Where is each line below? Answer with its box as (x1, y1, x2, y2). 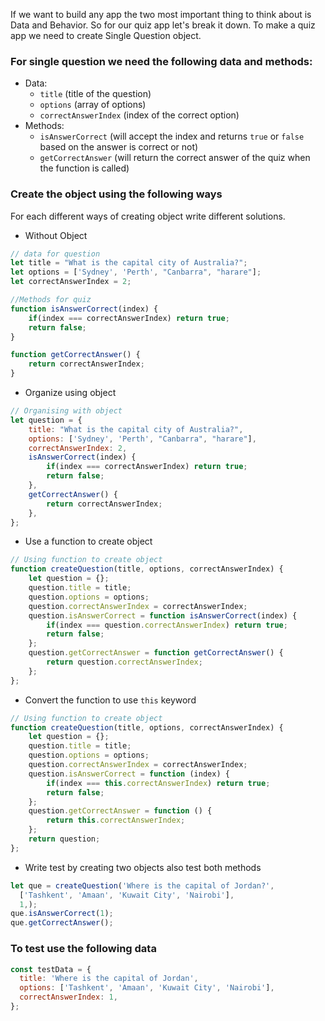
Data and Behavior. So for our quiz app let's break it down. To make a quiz (10, 19, 316, 31)
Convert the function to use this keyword (24, 694, 197, 706)
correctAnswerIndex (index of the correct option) (39, 109, 240, 121)
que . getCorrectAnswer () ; (10, 918, 114, 928)
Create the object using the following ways (10, 187, 223, 201)
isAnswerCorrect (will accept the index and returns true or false (39, 130, 305, 143)
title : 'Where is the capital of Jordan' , (19, 974, 199, 984)
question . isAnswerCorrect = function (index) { (28, 769, 230, 779)
